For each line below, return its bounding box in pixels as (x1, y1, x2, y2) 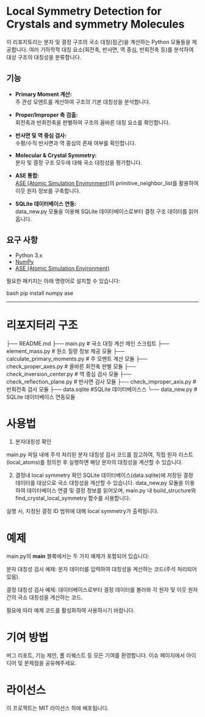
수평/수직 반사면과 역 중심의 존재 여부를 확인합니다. (15, 139, 136, 147)
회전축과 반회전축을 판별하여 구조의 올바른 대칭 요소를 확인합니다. (15, 118, 170, 126)
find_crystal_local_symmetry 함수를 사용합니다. (15, 495, 131, 502)
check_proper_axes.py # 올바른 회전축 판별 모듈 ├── (6, 362, 136, 370)
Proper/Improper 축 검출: (15, 111, 78, 118)
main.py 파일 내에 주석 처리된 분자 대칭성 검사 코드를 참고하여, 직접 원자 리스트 (6, 451, 193, 459)
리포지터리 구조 (6, 318, 78, 332)
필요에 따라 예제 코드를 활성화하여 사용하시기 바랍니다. (6, 606, 135, 614)
